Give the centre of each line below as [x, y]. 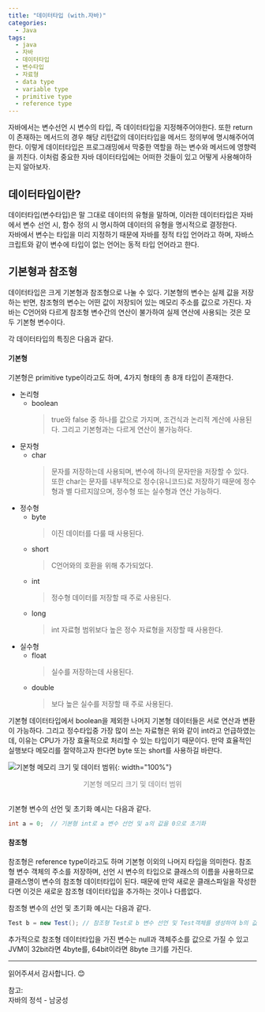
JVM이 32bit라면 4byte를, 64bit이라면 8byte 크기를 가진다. [101, 949]
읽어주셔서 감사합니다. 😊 [47, 973]
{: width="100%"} [143, 767]
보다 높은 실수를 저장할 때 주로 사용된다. [112, 703]
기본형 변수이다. [41, 322]
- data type [35, 81]
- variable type [42, 89]
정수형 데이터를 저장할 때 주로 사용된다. [111, 597]
